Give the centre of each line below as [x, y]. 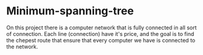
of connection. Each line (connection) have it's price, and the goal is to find [100, 33]
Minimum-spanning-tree [70, 11]
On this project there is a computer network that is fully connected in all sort [101, 27]
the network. [22, 47]
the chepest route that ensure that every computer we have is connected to [101, 40]
